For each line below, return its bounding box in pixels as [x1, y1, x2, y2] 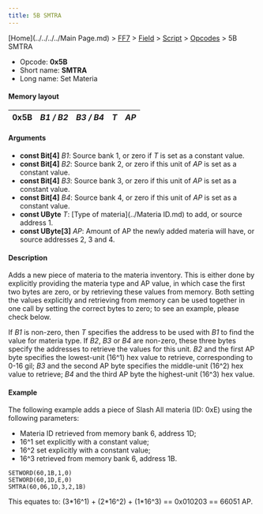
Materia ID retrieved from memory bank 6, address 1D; [19, 429, 197, 438]
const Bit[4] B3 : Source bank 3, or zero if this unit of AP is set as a [19, 176, 237, 186]
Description [8, 253, 48, 262]
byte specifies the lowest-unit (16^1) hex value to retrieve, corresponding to [8, 353, 254, 362]
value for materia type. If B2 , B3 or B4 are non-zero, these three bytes [8, 336, 237, 346]
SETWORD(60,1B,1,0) [8, 469, 73, 478]
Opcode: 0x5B [19, 57, 68, 66]
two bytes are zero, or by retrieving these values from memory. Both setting [8, 287, 255, 297]
